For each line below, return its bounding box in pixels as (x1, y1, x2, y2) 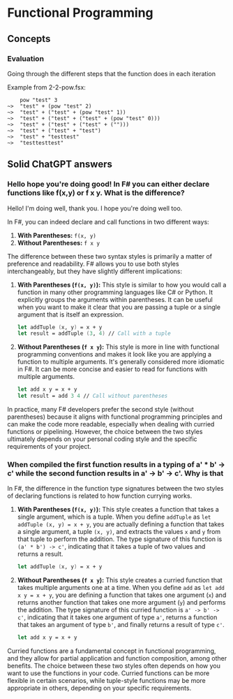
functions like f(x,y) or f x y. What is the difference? (7, 188, 185, 198)
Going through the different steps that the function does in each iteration (7, 69, 216, 78)
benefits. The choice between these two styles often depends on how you (7, 662, 221, 670)
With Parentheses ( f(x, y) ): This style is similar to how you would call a (17, 280, 227, 289)
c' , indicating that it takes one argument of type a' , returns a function (17, 613, 218, 621)
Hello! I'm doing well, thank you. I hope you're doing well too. (7, 204, 183, 212)
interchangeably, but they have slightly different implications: (7, 267, 183, 275)
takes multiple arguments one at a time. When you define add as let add (17, 584, 225, 592)
